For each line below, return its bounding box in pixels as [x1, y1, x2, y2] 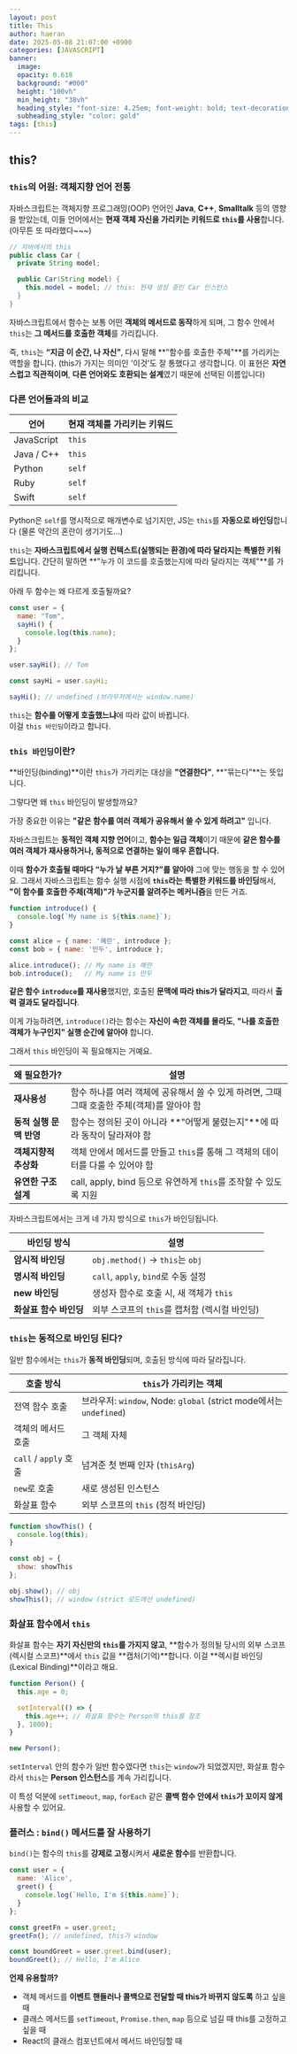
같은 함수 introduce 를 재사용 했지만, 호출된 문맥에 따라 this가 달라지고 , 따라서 [9, 986, 274, 997]
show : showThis [17, 1563, 73, 1571]
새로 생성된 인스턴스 [81, 1482, 161, 1494]
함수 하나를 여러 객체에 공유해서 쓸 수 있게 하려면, [70, 1086, 263, 1099]
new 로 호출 [13, 1482, 55, 1494]
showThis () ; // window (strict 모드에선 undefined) [9, 1595, 196, 1603]
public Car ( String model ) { [17, 275, 121, 284]
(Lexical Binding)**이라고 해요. [9, 1662, 118, 1672]
